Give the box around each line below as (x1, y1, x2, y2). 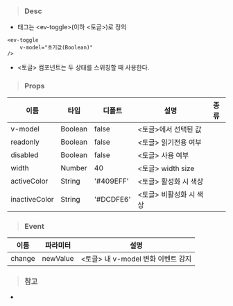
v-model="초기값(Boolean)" (19, 45, 94, 51)
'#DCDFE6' (94, 194, 131, 204)
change (10, 253, 36, 263)
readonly (10, 137, 40, 147)
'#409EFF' (94, 176, 130, 186)
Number (60, 163, 88, 172)
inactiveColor (10, 194, 54, 204)
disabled (10, 150, 39, 159)
